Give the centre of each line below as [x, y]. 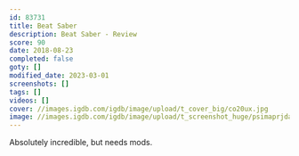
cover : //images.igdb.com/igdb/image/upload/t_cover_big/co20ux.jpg [139, 109]
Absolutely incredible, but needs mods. [81, 143]
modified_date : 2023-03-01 [59, 76]
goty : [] [25, 68]
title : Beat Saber [43, 26]
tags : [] [25, 92]
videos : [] [29, 100]
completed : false [41, 59]
